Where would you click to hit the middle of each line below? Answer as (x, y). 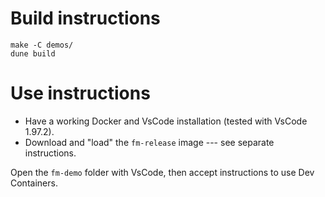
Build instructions (85, 18)
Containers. (34, 183)
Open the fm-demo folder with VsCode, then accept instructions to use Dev (162, 172)
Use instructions (80, 93)
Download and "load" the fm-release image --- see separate (149, 142)
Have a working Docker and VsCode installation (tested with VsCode (166, 121)
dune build (33, 53)
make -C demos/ (42, 45)
